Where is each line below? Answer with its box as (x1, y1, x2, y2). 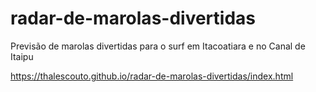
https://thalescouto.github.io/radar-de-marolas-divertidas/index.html (10, 70, 294, 82)
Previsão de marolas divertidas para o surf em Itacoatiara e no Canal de (10, 40, 306, 52)
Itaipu (10, 50, 34, 62)
